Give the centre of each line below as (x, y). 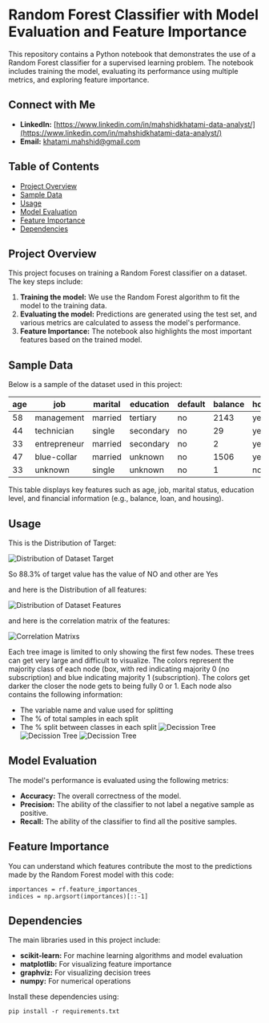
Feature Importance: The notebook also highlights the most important (136, 332)
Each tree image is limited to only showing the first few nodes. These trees (131, 652)
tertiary (143, 418)
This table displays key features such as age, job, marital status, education (131, 490)
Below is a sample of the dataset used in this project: (95, 385)
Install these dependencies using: (64, 997)
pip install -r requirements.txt (64, 1012)
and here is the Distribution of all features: (78, 589)
